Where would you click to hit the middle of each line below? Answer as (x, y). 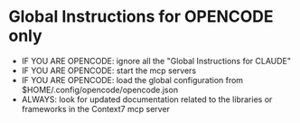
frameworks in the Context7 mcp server (96, 109)
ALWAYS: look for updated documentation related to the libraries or (147, 99)
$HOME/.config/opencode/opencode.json (99, 90)
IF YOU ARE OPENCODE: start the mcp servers (108, 71)
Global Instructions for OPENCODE (141, 17)
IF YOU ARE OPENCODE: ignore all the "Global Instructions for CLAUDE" (156, 61)
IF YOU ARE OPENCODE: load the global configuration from (132, 80)
